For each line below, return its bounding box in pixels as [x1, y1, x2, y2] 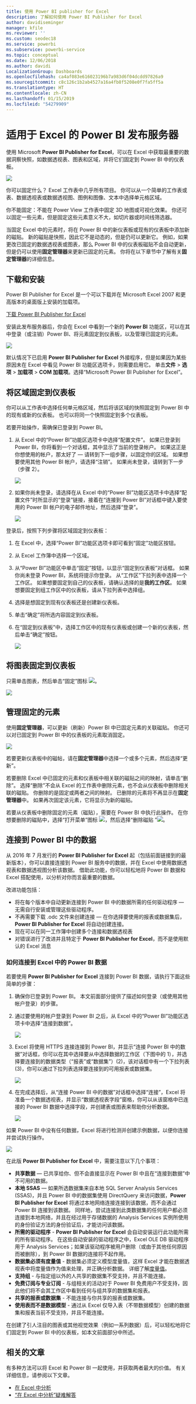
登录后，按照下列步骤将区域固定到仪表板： [6, 527, 109, 534]
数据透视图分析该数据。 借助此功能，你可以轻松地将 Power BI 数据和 [21, 866, 186, 873]
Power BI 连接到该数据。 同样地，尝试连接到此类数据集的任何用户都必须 [14, 1206, 188, 1213]
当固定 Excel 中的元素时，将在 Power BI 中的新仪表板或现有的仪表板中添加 [6, 226, 185, 233]
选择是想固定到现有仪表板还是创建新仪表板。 [14, 599, 123, 606]
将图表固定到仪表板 [6, 661, 75, 671]
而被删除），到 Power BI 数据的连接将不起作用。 [14, 1250, 129, 1257]
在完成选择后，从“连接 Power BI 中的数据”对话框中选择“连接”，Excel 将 [14, 1088, 186, 1095]
